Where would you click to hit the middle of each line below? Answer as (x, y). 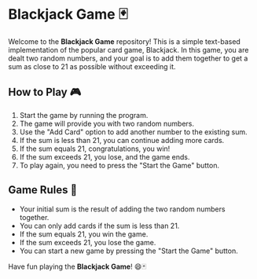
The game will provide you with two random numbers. (107, 123)
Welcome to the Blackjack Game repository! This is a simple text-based (125, 41)
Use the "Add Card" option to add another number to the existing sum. (133, 132)
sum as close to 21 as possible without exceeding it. (92, 66)
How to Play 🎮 (45, 92)
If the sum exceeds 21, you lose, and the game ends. (105, 156)
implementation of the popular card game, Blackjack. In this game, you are (128, 50)
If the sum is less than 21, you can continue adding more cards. (122, 140)
